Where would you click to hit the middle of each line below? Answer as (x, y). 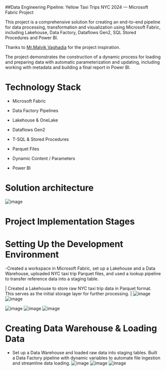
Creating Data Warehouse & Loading (81, 329)
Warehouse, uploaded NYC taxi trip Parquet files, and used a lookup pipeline (83, 273)
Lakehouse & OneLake (35, 120)
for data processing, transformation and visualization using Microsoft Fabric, (83, 27)
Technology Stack (43, 87)
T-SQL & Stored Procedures (41, 139)
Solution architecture (49, 188)
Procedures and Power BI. (32, 38)
